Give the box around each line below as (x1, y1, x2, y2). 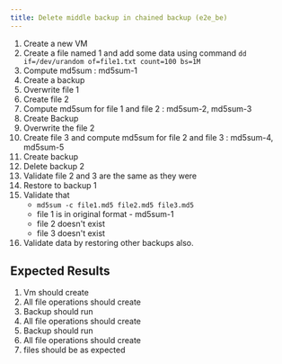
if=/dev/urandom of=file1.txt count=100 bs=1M (22, 57, 201, 66)
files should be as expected (22, 344, 126, 356)
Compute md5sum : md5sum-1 (22, 65, 138, 76)
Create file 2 (22, 94, 70, 105)
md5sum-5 (22, 141, 65, 152)
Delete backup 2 (22, 160, 84, 171)
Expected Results (10, 263, 110, 279)
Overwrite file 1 (22, 84, 80, 95)
